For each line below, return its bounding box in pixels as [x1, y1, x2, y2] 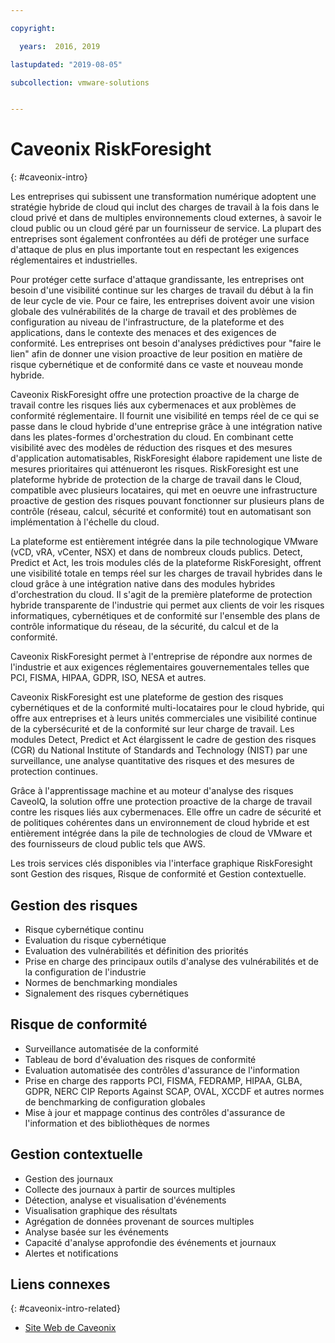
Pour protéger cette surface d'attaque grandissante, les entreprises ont [10, 274, 305, 286]
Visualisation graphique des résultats [24, 1204, 178, 1216]
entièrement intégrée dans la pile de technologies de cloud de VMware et [10, 827, 313, 840]
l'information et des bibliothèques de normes [24, 1117, 210, 1129]
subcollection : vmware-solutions [10, 77, 150, 88]
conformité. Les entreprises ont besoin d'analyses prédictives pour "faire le [10, 337, 322, 350]
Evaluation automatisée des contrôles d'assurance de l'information [24, 1064, 300, 1076]
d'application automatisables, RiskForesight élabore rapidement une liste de [10, 452, 323, 465]
